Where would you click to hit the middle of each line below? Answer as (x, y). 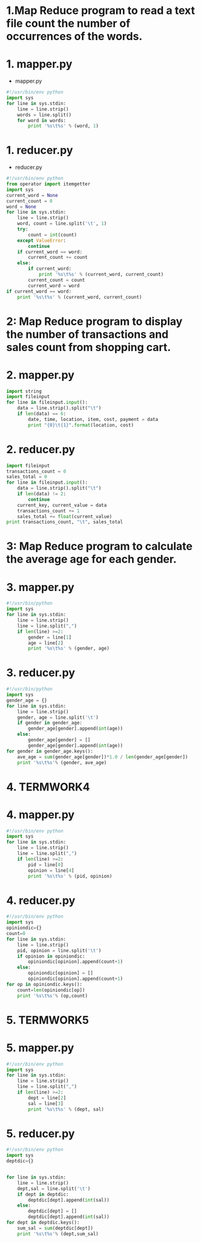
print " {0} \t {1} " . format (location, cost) (81, 425)
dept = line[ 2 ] (47, 1098)
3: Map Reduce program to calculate (99, 546)
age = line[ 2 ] (46, 643)
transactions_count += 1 (48, 511)
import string (24, 391)
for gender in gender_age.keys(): (50, 751)
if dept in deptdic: (43, 1194)
